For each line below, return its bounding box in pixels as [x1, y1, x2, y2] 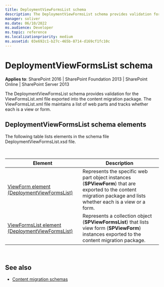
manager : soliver [5, 16, 41, 21]
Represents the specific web [82, 168, 148, 175]
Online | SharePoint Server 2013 [5, 81, 69, 87]
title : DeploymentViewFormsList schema [5, 7, 86, 12]
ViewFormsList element [7, 222, 61, 228]
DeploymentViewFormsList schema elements [5, 121, 146, 129]
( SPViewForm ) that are [82, 180, 136, 187]
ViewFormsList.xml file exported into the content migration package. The [5, 96, 152, 102]
